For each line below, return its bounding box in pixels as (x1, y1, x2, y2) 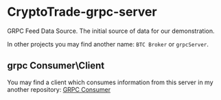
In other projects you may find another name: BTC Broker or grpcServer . (7, 40, 209, 48)
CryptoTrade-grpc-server (7, 4, 157, 20)
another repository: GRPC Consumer (7, 85, 111, 93)
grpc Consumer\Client (7, 60, 105, 72)
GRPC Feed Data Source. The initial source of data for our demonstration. (7, 27, 215, 35)
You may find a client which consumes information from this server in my (7, 78, 214, 86)
